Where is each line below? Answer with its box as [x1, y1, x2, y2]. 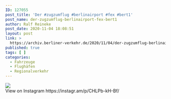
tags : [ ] [5, 50, 26, 55]
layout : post [5, 31, 33, 36]
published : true [5, 45, 40, 50]
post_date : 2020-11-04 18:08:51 [5, 26, 74, 31]
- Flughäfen [10, 64, 36, 69]
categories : [5, 54, 31, 60]
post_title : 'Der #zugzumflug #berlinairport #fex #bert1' [5, 12, 133, 17]
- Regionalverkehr [10, 69, 49, 74]
